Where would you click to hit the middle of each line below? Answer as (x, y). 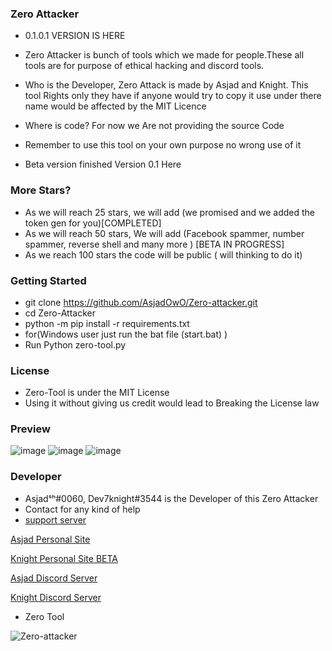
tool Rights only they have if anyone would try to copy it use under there (173, 96)
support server (55, 519)
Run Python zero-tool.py (75, 344)
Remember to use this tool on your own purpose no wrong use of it (163, 145)
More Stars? (41, 190)
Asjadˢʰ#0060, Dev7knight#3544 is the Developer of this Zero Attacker (171, 498)
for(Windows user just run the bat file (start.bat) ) (126, 334)
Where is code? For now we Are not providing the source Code (154, 126)
